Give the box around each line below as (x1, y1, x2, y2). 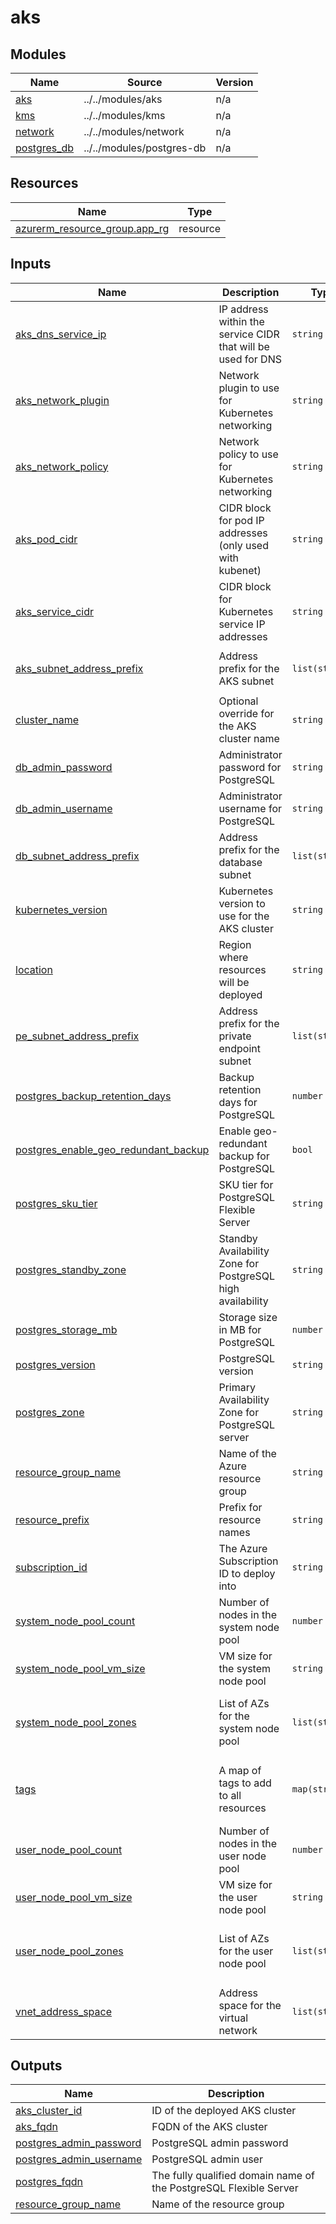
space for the (218, 1998, 282, 2012)
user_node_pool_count (15, 1842, 123, 1856)
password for (218, 760, 282, 774)
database (218, 855, 263, 869)
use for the (218, 909, 270, 923)
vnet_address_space (15, 2004, 113, 2018)
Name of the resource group (151, 2197, 285, 2211)
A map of (218, 1764, 262, 1778)
